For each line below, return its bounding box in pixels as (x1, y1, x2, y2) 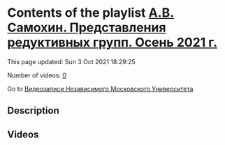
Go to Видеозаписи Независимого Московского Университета (7, 84, 194, 93)
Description (7, 105, 59, 116)
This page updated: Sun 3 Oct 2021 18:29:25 (7, 57, 136, 66)
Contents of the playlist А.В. (7, 5, 175, 21)
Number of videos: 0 (7, 71, 67, 79)
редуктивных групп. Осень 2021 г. (7, 35, 218, 50)
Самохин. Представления (7, 20, 166, 36)
